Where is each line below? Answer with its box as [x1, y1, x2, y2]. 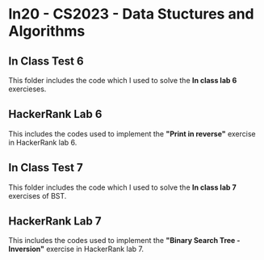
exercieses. [8, 84, 47, 94]
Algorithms [8, 22, 86, 40]
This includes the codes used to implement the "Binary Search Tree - [8, 236, 241, 245]
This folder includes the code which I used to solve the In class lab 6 [8, 76, 237, 85]
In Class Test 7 [8, 161, 83, 174]
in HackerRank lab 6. [8, 137, 78, 147]
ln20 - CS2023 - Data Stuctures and [8, 5, 254, 23]
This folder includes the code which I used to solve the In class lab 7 [8, 182, 237, 192]
